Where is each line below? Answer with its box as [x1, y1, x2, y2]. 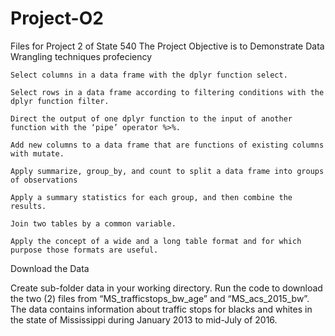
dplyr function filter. [10, 96, 110, 106]
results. [10, 201, 47, 211]
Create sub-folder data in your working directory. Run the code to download [10, 282, 323, 294]
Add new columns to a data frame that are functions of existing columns [10, 140, 325, 150]
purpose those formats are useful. [10, 245, 159, 255]
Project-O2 [10, 7, 104, 30]
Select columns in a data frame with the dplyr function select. [10, 70, 288, 80]
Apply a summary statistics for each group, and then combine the [10, 192, 293, 202]
